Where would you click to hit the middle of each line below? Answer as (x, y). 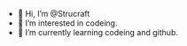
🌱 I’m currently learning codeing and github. (98, 32)
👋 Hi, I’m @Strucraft (54, 14)
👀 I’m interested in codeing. (67, 23)
